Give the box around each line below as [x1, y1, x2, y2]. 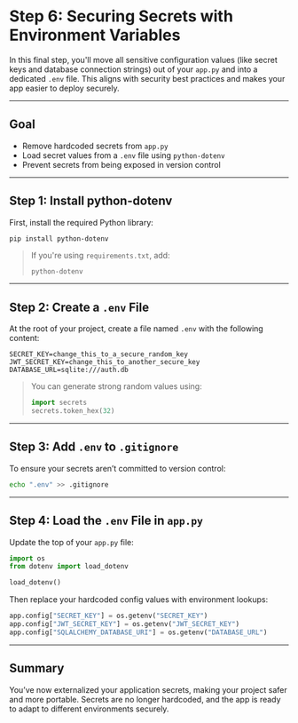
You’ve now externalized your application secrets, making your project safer [9, 684, 288, 695]
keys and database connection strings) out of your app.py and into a [9, 64, 258, 75]
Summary [9, 661, 65, 676]
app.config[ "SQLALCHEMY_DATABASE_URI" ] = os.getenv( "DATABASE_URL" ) [9, 628, 268, 637]
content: [9, 333, 40, 344]
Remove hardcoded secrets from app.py [21, 140, 169, 151]
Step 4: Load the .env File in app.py [9, 513, 204, 528]
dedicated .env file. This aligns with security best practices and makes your [9, 73, 286, 83]
